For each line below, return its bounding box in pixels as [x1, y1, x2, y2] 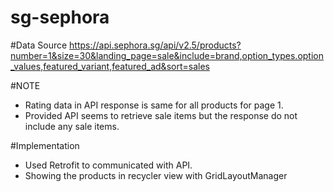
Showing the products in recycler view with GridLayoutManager [24, 169, 288, 181]
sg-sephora [10, 6, 110, 29]
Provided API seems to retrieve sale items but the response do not [24, 109, 298, 121]
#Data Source [10, 39, 68, 51]
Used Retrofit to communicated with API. [24, 159, 193, 171]
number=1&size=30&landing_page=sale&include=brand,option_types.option [10, 49, 324, 61]
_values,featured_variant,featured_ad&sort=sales [10, 60, 210, 72]
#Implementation [10, 139, 80, 151]
